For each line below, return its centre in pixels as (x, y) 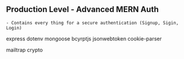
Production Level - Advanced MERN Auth (82, 10)
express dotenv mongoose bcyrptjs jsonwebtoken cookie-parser (84, 38)
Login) (14, 28)
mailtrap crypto (25, 50)
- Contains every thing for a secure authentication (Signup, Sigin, (93, 23)
